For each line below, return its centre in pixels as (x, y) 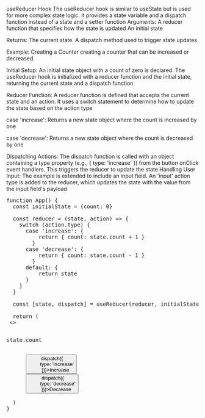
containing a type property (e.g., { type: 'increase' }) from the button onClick (103, 163)
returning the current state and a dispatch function (70, 83)
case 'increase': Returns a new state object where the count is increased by (102, 120)
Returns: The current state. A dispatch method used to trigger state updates (102, 40)
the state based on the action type (49, 108)
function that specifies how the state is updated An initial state (85, 28)
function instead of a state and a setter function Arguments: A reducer (95, 22)
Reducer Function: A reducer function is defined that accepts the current (98, 95)
